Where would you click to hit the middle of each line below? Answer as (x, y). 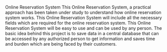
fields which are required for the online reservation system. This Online (78, 23)
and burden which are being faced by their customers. (61, 44)
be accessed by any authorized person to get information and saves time (80, 39)
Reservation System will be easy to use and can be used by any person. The (83, 28)
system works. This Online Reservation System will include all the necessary (83, 18)
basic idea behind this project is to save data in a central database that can (82, 33)
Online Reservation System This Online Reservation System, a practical (78, 7)
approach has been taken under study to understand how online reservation (83, 12)
